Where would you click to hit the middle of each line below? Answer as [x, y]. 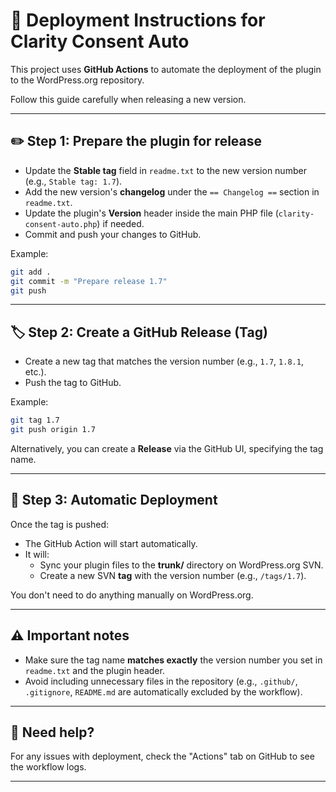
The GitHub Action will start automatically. [111, 543]
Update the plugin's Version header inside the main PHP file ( [151, 213]
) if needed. [120, 223]
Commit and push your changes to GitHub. [113, 234]
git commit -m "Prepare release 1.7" [89, 281]
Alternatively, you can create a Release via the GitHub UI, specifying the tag [167, 448]
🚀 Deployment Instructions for [138, 20]
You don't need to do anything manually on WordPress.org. [132, 595]
